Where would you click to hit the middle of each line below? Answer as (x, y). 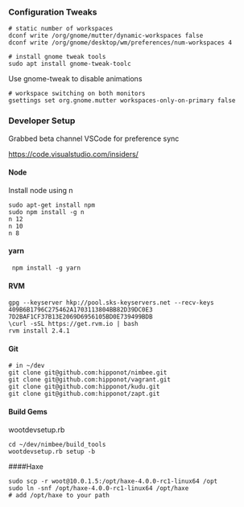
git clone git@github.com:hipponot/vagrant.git (90, 380)
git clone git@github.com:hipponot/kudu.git (84, 387)
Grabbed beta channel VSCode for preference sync (94, 138)
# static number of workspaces (61, 29)
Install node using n (41, 190)
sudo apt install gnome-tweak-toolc (70, 64)
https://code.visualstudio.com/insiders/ (74, 154)
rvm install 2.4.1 (39, 331)
